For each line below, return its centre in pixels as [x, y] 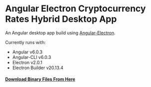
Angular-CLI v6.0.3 [32, 57]
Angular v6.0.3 [27, 52]
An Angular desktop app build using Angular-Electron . [60, 33]
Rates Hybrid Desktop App [61, 19]
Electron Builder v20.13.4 [38, 68]
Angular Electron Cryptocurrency [75, 9]
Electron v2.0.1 [27, 62]
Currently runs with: [26, 42]
